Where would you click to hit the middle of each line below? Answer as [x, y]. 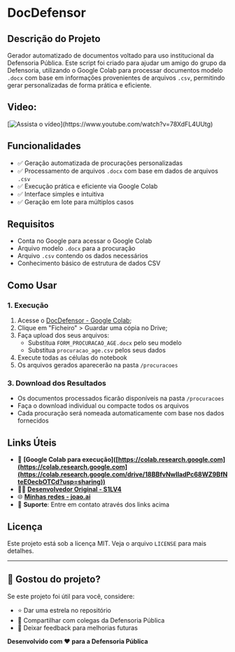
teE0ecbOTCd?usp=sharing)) [61, 482]
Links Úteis [32, 442]
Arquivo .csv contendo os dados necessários [83, 256]
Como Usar [32, 285]
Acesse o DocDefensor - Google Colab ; [74, 320]
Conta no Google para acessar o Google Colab [85, 241]
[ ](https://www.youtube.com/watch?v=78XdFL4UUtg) [110, 124]
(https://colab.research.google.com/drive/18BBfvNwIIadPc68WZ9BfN [122, 474]
